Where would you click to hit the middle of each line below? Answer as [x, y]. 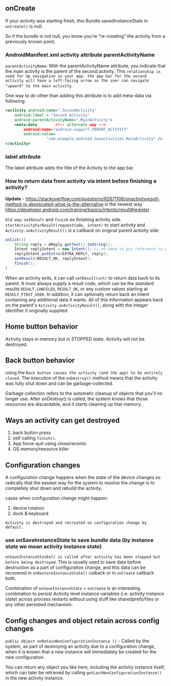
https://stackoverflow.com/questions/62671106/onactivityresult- [93, 198]
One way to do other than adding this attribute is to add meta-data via [78, 96]
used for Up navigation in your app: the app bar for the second [76, 76]
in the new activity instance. [35, 678]
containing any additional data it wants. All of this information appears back [84, 300]
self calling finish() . [35, 438]
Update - [15, 198]
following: [16, 101]
